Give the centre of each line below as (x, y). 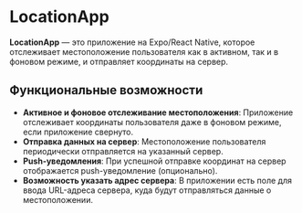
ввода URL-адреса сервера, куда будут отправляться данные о (147, 190)
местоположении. (58, 199)
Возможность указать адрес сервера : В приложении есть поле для (157, 180)
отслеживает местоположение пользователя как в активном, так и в (144, 51)
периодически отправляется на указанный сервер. (123, 151)
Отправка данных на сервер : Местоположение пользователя (144, 141)
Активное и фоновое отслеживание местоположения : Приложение (158, 112)
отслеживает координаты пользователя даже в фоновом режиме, (152, 122)
